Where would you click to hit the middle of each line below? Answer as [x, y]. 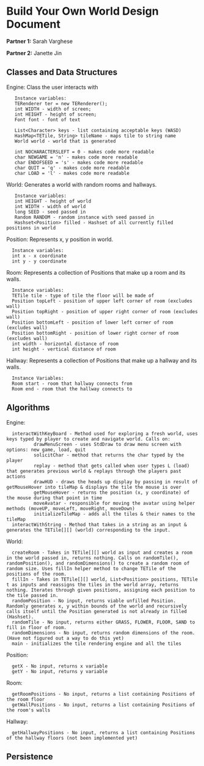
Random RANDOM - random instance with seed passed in [84, 217]
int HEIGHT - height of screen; [56, 114]
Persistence [30, 757]
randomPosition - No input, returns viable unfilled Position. [94, 601]
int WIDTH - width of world [50, 206]
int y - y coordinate [39, 261]
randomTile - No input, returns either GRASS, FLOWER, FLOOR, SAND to [104, 622]
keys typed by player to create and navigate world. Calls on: [89, 439]
